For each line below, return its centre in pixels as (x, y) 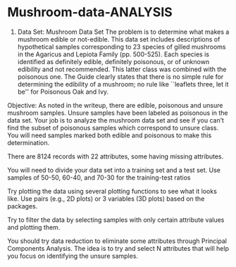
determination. (29, 142)
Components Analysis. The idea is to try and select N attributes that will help (118, 248)
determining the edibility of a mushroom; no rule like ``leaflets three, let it (123, 84)
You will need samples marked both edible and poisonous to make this (110, 135)
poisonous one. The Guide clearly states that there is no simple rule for (120, 76)
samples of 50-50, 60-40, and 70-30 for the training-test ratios (99, 178)
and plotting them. (34, 227)
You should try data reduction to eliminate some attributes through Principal (117, 241)
